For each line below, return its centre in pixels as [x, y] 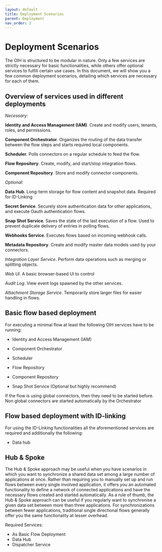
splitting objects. [22, 264]
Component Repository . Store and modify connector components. [72, 173]
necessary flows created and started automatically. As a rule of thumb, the [80, 495]
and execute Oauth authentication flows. [46, 211]
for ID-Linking [19, 197]
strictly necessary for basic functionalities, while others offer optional [74, 65]
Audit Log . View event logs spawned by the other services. [64, 283]
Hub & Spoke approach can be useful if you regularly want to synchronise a [81, 500]
